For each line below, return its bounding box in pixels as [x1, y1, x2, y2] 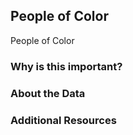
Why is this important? [10, 59, 123, 73]
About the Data [10, 86, 86, 100]
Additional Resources [10, 113, 117, 127]
